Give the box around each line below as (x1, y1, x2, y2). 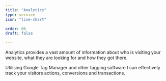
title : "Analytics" (5, 7, 47, 13)
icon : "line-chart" (5, 17, 47, 22)
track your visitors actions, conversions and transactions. (5, 70, 126, 76)
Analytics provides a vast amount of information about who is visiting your (5, 49, 161, 56)
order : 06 (5, 26, 26, 31)
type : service (5, 12, 36, 17)
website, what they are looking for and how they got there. (5, 55, 128, 61)
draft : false (5, 31, 33, 36)
